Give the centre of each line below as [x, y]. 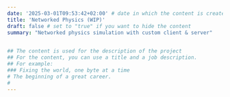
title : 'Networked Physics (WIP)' [56, 20]
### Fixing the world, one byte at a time [68, 70]
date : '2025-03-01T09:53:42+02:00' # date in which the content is [105, 13]
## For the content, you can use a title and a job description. [102, 58]
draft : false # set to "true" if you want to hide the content [99, 26]
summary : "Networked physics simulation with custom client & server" [110, 32]
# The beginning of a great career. [59, 77]
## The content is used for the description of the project [95, 51]
